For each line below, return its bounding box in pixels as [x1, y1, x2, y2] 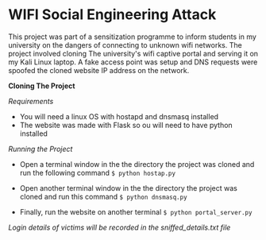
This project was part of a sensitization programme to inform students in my [8, 32, 256, 41]
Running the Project [8, 144, 73, 153]
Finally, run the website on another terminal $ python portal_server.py [19, 207, 253, 216]
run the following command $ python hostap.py [19, 168, 176, 177]
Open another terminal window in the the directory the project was [19, 183, 238, 192]
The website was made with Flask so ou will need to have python [19, 120, 233, 130]
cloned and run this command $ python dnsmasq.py [19, 192, 188, 201]
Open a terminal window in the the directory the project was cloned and [19, 159, 255, 168]
